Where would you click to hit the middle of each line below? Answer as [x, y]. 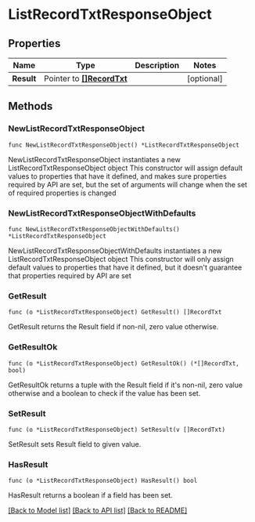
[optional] [205, 78]
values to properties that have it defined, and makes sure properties [117, 176]
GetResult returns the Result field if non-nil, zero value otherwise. [113, 327]
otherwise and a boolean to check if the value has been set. [104, 393]
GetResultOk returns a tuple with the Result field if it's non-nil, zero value [126, 385]
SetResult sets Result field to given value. [75, 444]
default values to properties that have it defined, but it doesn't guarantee [125, 267]
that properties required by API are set [70, 275]
